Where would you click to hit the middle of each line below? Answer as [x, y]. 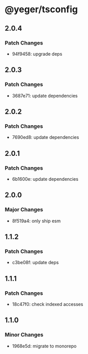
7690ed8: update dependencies [46, 137]
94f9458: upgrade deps [37, 54]
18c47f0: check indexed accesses [48, 304]
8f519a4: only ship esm [36, 221]
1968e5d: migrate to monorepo [44, 346]
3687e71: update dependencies [45, 96]
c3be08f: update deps [35, 263]
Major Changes [24, 209]
